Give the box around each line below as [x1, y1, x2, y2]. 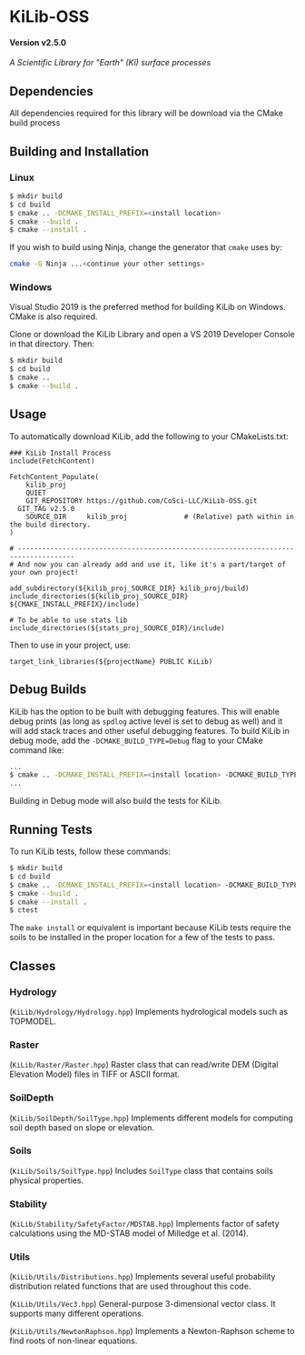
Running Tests [9, 821, 93, 838]
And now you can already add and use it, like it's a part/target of [17, 559, 286, 569]
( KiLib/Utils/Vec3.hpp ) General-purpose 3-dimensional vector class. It [9, 1299, 276, 1310]
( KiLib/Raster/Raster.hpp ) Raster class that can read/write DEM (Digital [9, 1059, 279, 1070]
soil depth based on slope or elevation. [9, 1121, 155, 1133]
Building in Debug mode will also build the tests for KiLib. [9, 796, 222, 807]
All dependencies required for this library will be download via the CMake [9, 107, 284, 119]
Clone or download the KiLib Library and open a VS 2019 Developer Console [9, 329, 295, 340]
